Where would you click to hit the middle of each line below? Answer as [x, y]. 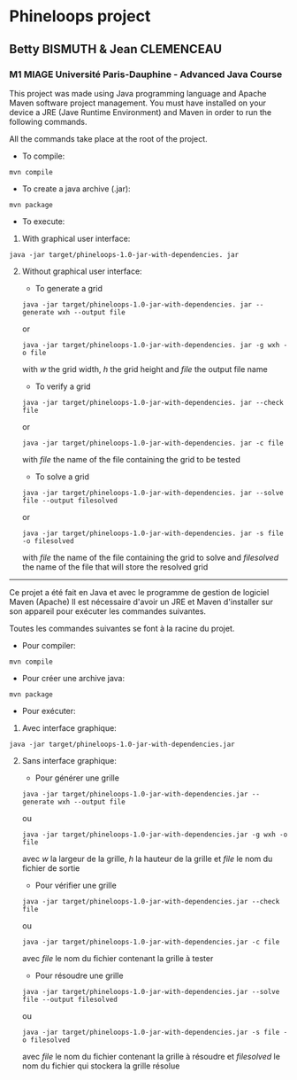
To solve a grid [62, 477]
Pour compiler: [49, 645]
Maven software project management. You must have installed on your [138, 103]
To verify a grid [63, 386]
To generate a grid [69, 288]
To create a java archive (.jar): [76, 189]
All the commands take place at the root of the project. [108, 138]
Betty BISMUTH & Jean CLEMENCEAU [116, 49]
